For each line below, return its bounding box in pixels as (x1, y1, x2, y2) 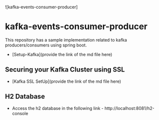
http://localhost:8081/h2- (104, 105, 155, 111)
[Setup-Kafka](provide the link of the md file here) (12, 51, 112, 57)
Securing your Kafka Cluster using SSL (5, 65, 125, 74)
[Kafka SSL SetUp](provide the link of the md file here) (12, 78, 121, 84)
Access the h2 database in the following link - (12, 105, 104, 111)
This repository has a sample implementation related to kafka (5, 37, 127, 43)
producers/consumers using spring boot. (5, 42, 87, 48)
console (12, 110, 28, 116)
